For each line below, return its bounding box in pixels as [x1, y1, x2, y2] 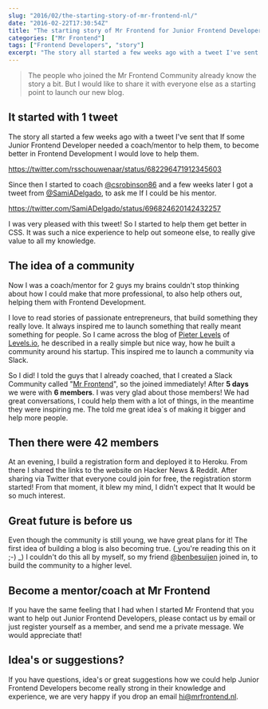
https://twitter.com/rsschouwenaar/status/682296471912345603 [8, 164, 222, 174]
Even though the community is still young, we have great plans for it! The [8, 535, 248, 545]
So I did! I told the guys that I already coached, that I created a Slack [8, 370, 233, 380]
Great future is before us [8, 514, 133, 527]
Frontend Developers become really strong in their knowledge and [8, 683, 226, 692]
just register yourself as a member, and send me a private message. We [8, 622, 245, 632]
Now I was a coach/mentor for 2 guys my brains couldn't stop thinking [8, 280, 239, 290]
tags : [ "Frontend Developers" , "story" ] [8, 41, 145, 49]
